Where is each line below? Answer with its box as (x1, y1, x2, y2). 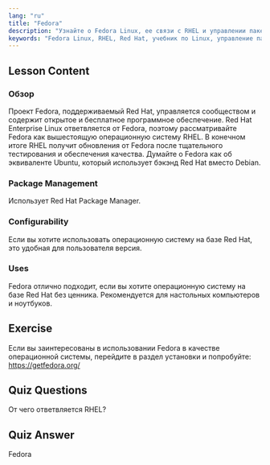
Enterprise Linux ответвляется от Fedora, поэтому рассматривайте (8, 123, 237, 133)
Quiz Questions (8, 384, 88, 397)
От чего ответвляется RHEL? (8, 405, 107, 414)
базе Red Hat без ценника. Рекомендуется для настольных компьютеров (8, 290, 260, 299)
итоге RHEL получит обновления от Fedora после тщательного (8, 140, 223, 150)
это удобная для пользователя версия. (8, 243, 142, 253)
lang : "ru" (8, 11, 45, 20)
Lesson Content (8, 64, 90, 77)
